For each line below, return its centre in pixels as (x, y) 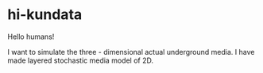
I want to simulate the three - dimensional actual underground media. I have (131, 52)
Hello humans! (31, 36)
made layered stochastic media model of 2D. (81, 60)
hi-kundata (45, 15)
